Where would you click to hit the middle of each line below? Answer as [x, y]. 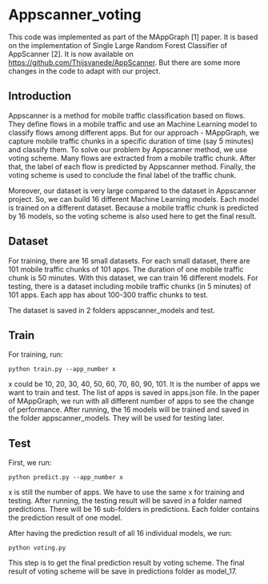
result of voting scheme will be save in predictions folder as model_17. [123, 571]
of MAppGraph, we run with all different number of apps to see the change [131, 401]
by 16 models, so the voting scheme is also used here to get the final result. [132, 216]
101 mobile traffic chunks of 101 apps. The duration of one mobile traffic [126, 269]
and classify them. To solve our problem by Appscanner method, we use [128, 149]
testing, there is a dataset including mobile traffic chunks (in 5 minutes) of [130, 286]
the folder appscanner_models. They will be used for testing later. [116, 418]
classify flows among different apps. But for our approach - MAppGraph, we [134, 132]
